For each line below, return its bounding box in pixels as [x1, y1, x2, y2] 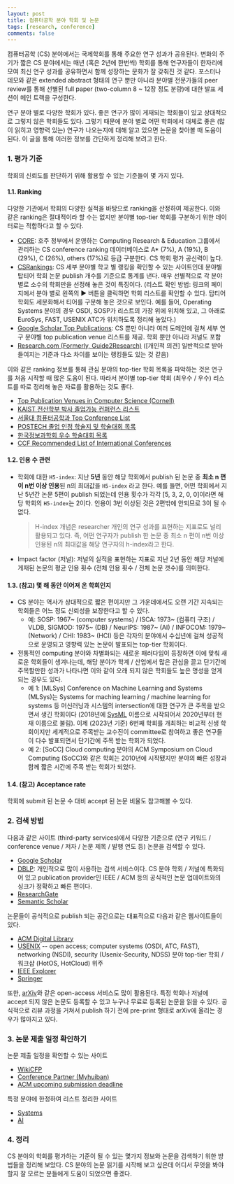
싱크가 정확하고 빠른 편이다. [17, 882, 93, 890]
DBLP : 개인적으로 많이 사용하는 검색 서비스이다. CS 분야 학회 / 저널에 [17, 864, 206, 873]
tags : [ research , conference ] [7, 23, 96, 30]
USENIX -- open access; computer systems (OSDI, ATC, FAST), [17, 942, 200, 950]
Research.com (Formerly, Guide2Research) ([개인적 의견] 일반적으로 [17, 341, 210, 350]
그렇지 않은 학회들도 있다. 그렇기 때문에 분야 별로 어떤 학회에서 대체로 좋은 [14, 117, 216, 126]
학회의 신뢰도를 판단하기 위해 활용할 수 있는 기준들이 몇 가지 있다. [7, 171, 184, 179]
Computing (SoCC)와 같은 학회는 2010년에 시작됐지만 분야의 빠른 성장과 [27, 754, 227, 763]
